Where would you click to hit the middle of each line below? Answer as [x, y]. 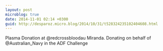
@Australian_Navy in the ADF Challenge [47, 43]
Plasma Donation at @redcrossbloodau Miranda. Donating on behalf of [78, 38]
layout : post [19, 10]
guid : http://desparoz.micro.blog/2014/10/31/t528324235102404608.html [81, 24]
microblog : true [22, 14]
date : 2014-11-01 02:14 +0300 [37, 19]
